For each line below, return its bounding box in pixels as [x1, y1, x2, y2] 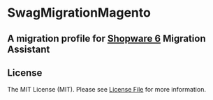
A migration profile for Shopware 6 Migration [7, 33, 206, 44]
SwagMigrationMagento [7, 5, 152, 21]
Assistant [7, 43, 50, 55]
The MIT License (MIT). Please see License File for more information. [7, 85, 206, 94]
